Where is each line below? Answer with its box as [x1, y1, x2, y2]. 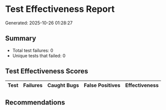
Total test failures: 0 [12, 47, 53, 53]
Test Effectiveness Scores [5, 67, 88, 75]
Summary [5, 34, 36, 43]
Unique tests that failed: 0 [12, 53, 66, 58]
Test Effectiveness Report [5, 3, 115, 15]
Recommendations [5, 98, 65, 107]
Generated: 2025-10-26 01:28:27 [5, 20, 73, 26]
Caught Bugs [47, 82, 79, 89]
